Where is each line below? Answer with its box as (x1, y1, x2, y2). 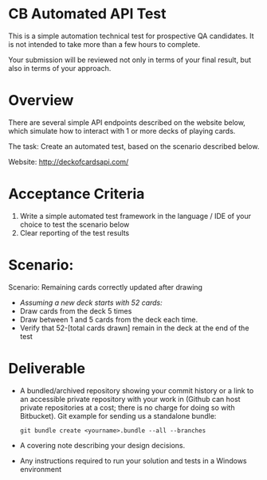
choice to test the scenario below (19, 220, 130, 229)
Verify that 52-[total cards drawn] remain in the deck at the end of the (19, 323, 249, 333)
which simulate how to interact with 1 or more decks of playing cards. (8, 126, 236, 135)
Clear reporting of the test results (19, 228, 130, 237)
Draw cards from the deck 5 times (19, 306, 132, 315)
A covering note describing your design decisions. (19, 440, 186, 450)
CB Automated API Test (8, 5, 167, 23)
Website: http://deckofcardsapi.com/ (8, 157, 129, 166)
